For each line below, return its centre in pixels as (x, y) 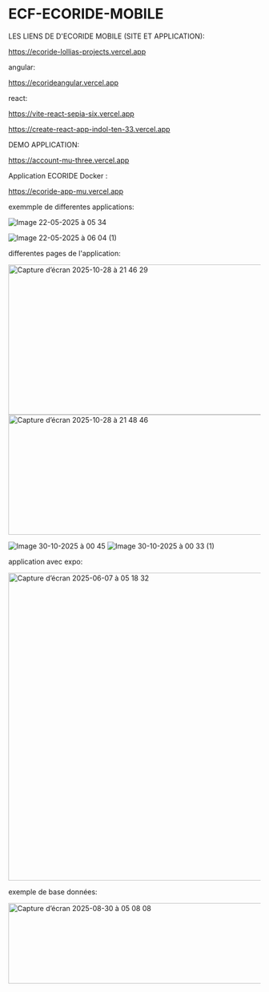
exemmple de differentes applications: (71, 207)
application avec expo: (46, 561)
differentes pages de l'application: (65, 253)
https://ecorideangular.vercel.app (63, 82)
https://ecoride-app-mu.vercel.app (66, 191)
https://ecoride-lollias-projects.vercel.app (77, 51)
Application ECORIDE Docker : (58, 175)
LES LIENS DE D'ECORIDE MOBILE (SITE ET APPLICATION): (107, 36)
